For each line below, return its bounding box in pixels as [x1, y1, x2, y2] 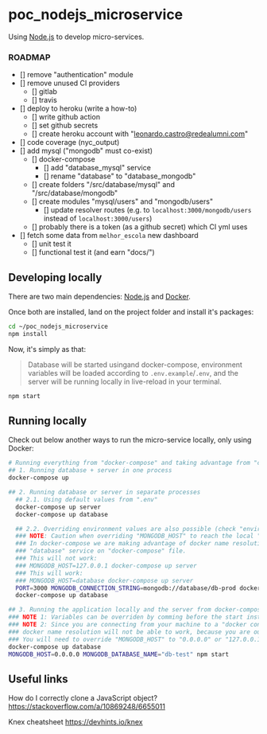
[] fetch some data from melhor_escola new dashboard [19, 231, 199, 240]
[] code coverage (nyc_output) [19, 138, 120, 147]
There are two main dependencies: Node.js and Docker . [8, 292, 191, 302]
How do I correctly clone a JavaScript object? [8, 693, 157, 703]
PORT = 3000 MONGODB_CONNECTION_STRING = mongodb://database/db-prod [15, 584, 237, 592]
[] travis [31, 96, 57, 105]
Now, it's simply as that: [8, 344, 86, 353]
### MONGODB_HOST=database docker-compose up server [15, 576, 194, 584]
